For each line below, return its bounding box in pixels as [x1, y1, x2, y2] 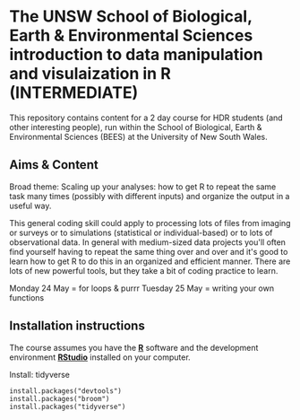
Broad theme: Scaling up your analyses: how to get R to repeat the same [9, 181, 277, 192]
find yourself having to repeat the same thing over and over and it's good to [9, 246, 288, 257]
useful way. [9, 200, 52, 211]
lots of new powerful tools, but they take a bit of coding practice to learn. [9, 265, 279, 276]
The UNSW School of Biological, [9, 6, 253, 27]
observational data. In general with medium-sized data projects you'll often [9, 236, 287, 248]
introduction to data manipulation [9, 45, 263, 65]
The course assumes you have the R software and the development [9, 342, 259, 353]
